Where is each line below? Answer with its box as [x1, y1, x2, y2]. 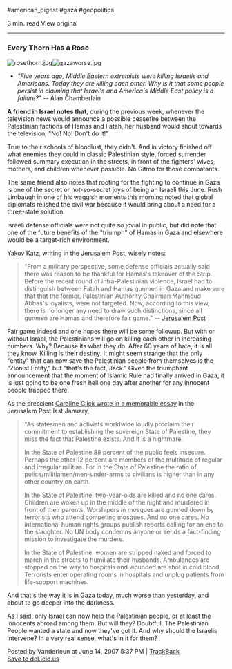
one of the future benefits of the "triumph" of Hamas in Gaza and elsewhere [7, 228, 223, 237]
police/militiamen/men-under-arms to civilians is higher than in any [23, 470, 215, 479]
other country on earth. [23, 478, 91, 486]
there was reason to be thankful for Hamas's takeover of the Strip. [23, 270, 213, 279]
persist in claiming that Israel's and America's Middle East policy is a [17, 86, 214, 95]
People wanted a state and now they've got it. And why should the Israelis [7, 627, 217, 635]
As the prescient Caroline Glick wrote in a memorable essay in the [7, 399, 195, 408]
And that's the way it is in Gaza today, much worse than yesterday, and [7, 591, 209, 600]
